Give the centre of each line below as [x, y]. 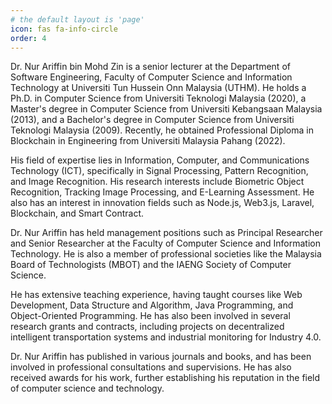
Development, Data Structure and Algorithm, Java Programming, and [152, 305]
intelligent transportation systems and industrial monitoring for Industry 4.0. [166, 337]
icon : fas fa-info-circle [64, 29]
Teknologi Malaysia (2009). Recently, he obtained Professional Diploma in [162, 130]
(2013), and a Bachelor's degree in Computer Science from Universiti [152, 120]
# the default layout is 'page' [77, 19]
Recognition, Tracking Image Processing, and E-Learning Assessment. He [162, 192]
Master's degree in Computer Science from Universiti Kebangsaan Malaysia [166, 109]
